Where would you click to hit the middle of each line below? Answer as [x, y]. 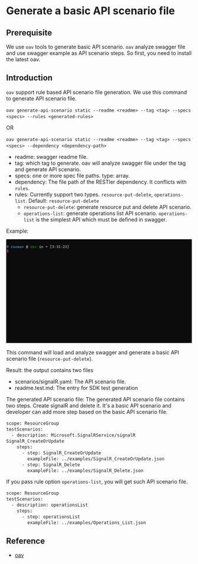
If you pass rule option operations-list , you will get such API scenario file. [97, 482]
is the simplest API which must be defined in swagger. [101, 219]
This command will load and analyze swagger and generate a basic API [93, 353]
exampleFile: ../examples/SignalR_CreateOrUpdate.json [96, 459]
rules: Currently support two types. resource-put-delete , [84, 194]
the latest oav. [23, 59]
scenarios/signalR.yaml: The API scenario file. [70, 382]
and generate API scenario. [48, 169]
